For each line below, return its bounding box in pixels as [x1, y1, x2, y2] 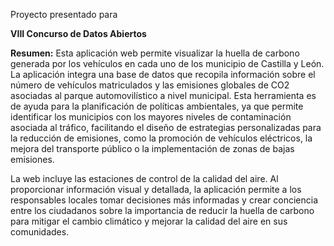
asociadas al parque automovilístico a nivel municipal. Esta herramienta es [10, 90, 317, 101]
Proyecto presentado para [10, 9, 118, 20]
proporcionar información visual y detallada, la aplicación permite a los [10, 184, 302, 195]
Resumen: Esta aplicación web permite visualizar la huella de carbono [10, 47, 300, 59]
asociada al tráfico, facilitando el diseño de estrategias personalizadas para [10, 122, 322, 133]
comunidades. [10, 226, 70, 238]
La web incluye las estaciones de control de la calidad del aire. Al [10, 173, 279, 184]
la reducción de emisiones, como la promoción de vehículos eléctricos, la [10, 132, 313, 144]
